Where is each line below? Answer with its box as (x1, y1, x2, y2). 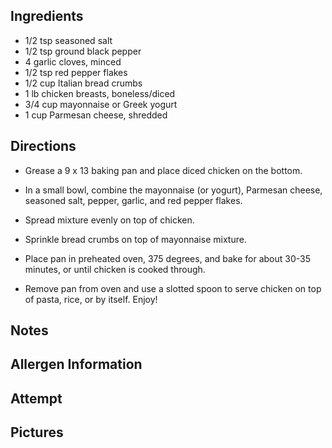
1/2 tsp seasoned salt (24, 34, 113, 46)
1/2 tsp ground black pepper (24, 45, 142, 57)
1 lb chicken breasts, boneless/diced (24, 87, 176, 99)
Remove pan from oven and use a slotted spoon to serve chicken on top (24, 282, 322, 294)
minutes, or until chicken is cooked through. (24, 263, 206, 275)
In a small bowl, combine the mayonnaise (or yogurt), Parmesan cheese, (24, 184, 323, 196)
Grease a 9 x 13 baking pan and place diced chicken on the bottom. (24, 164, 303, 176)
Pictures (10, 424, 64, 441)
